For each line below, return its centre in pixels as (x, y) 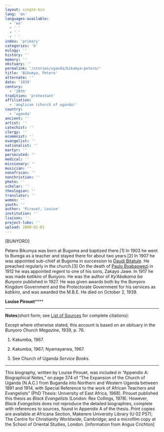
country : (14, 109)
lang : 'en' (16, 14)
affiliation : (18, 100)
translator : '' (20, 196)
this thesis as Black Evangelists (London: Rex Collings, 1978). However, (76, 398)
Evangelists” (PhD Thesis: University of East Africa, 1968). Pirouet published (82, 393)
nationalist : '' (21, 146)
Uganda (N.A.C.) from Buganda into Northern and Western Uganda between (82, 383)
